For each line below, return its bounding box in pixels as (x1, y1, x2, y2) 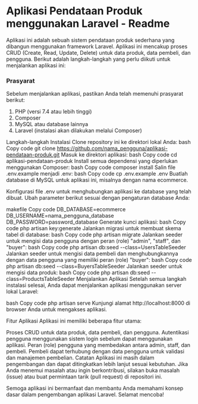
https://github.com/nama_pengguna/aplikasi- (56, 145, 168, 152)
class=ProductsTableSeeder (6, 275, 76, 283)
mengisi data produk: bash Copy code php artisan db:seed (6, 269, 150, 276)
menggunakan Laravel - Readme (6, 17, 170, 30)
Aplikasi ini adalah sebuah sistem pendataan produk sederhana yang (6, 36, 175, 43)
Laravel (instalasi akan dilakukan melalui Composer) (14, 127, 143, 134)
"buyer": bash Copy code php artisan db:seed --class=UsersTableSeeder (6, 244, 186, 251)
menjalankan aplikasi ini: (6, 61, 66, 69)
